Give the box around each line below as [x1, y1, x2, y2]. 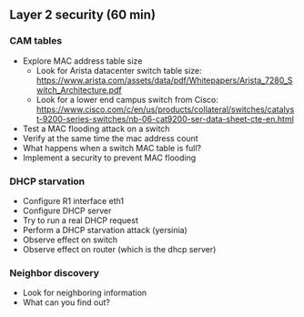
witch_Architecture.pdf [35, 84, 122, 95]
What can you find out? [22, 297, 111, 308]
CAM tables [9, 35, 63, 47]
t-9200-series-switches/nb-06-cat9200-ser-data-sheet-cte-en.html [35, 113, 294, 124]
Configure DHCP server [22, 205, 112, 216]
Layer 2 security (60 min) [9, 7, 157, 23]
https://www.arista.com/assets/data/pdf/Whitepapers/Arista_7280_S [35, 75, 293, 86]
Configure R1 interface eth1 [22, 195, 125, 206]
